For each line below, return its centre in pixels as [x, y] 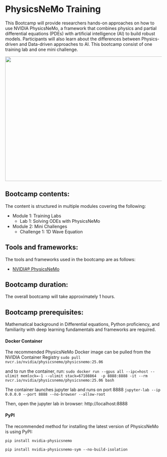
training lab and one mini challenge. [42, 49]
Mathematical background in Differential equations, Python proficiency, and [83, 324]
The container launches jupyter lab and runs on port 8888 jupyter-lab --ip [83, 390]
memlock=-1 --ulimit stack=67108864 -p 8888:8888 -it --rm [84, 376]
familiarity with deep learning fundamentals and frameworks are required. [81, 329]
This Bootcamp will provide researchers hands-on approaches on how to [80, 23]
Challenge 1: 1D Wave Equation [51, 231]
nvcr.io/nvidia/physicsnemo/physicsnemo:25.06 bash [60, 381]
